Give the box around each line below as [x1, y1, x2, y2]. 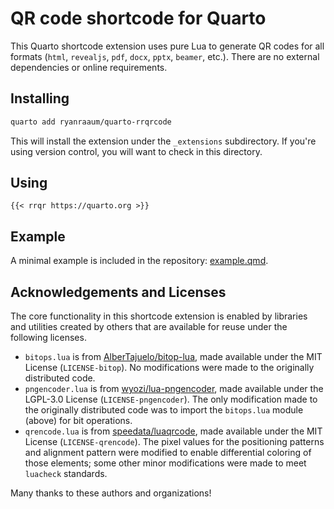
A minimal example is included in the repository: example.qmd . [10, 255, 269, 267]
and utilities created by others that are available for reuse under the [10, 321, 288, 333]
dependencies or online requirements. [10, 61, 168, 73]
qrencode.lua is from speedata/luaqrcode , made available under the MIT [24, 425, 323, 437]
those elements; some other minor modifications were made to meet [24, 457, 307, 469]
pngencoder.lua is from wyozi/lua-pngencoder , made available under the [24, 383, 324, 395]
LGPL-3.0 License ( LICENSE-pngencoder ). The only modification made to [24, 393, 318, 406]
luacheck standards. [24, 468, 108, 480]
